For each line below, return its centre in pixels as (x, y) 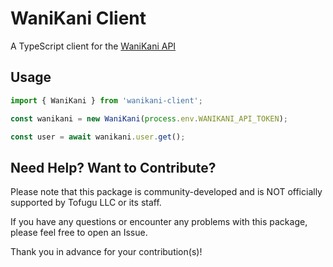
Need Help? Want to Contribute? (113, 167)
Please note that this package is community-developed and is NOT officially (166, 192)
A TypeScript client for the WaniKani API (93, 46)
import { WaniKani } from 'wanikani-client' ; (106, 100)
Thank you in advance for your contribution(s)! (106, 252)
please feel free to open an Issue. (79, 233)
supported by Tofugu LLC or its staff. (86, 203)
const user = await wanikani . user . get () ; (98, 137)
